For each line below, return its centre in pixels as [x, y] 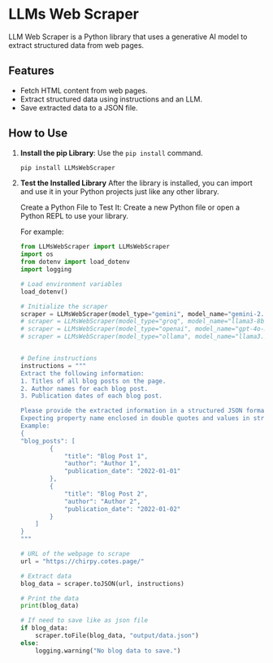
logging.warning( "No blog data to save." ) [108, 651]
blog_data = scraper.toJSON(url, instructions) [102, 583]
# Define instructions [58, 358]
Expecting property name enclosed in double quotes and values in [135, 418]
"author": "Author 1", [102, 464]
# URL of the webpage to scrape [75, 554]
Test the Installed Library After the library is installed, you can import [136, 183]
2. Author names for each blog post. [84, 388]
